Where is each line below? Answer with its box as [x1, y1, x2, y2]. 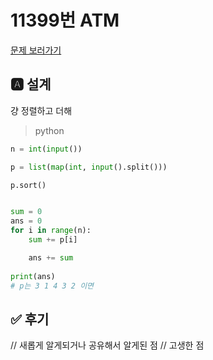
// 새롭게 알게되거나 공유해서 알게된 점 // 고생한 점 [10, 339, 205, 351]
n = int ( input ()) [10, 144, 83, 154]
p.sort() [10, 180, 47, 190]
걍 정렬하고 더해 [10, 104, 73, 116]
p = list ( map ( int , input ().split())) [10, 162, 168, 172]
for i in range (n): [10, 226, 92, 236]
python [34, 124, 65, 136]
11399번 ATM [10, 9, 120, 32]
